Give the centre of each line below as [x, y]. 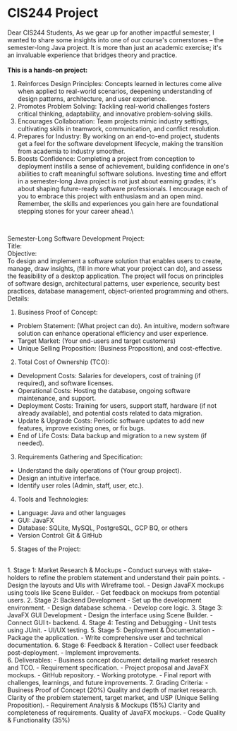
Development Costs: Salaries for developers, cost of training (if [109, 375]
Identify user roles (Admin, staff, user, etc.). [80, 485]
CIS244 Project [53, 13]
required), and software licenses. [66, 383]
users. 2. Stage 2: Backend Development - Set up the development [104, 600]
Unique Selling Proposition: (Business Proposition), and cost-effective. [120, 348]
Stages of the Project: [49, 549]
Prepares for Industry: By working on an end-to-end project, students [119, 136]
